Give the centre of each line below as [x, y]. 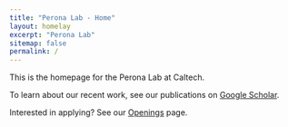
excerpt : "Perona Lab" [52, 34]
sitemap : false [38, 43]
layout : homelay [40, 26]
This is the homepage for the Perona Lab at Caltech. [107, 77]
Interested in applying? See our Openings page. [99, 112]
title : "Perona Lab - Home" [63, 18]
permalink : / [34, 52]
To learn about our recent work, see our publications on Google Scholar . [144, 95]
